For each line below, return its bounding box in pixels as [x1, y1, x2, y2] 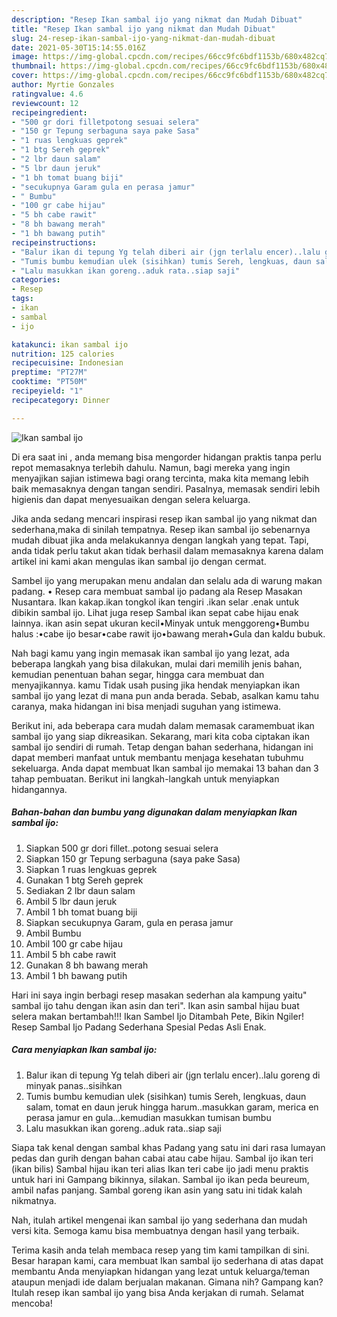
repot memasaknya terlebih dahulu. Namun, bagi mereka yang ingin [11, 461, 291, 473]
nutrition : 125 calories [11, 349, 115, 359]
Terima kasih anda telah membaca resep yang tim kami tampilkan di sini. [11, 1244, 310, 1256]
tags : [11, 294, 34, 304]
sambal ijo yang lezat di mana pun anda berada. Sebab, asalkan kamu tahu [11, 689, 319, 701]
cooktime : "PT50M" [11, 377, 88, 387]
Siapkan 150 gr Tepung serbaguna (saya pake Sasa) [25, 852, 241, 865]
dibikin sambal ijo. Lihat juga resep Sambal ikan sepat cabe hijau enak [11, 606, 299, 618]
